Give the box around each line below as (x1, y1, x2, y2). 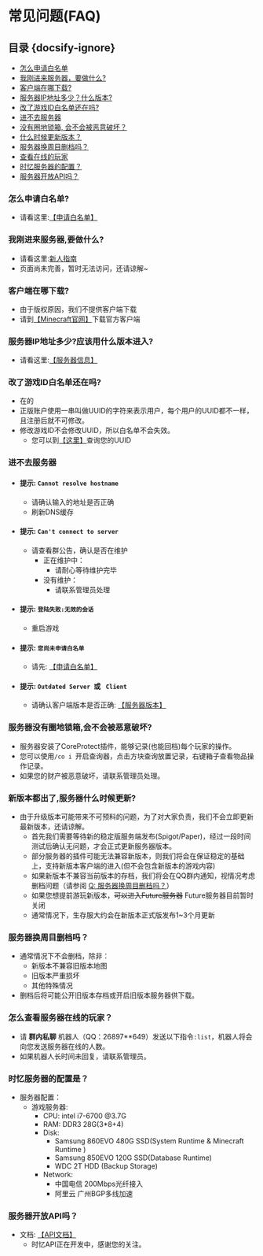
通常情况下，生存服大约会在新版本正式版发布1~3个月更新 (31, 910, 216, 920)
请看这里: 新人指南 (19, 254, 77, 263)
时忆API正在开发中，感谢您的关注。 (31, 1239, 146, 1249)
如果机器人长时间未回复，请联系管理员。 (19, 1051, 151, 1061)
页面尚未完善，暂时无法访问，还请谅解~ (19, 263, 149, 272)
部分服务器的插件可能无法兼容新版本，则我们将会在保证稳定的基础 (31, 851, 245, 861)
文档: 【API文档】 (19, 1230, 77, 1239)
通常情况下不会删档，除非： (19, 951, 110, 961)
